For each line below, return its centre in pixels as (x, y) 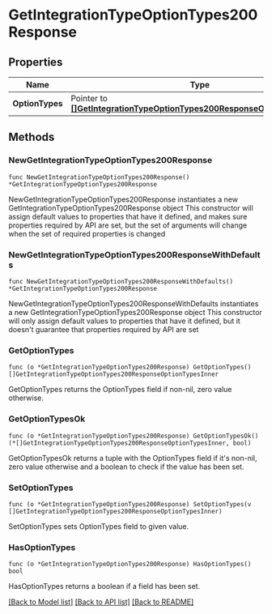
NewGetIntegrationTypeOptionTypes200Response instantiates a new (123, 199)
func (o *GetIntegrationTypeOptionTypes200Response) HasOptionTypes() (130, 565)
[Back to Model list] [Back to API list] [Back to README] (101, 602)
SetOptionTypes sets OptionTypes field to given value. (99, 526)
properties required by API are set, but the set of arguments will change (128, 225)
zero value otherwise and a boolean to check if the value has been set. (126, 467)
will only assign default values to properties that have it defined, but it (124, 321)
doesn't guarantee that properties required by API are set (104, 329)
